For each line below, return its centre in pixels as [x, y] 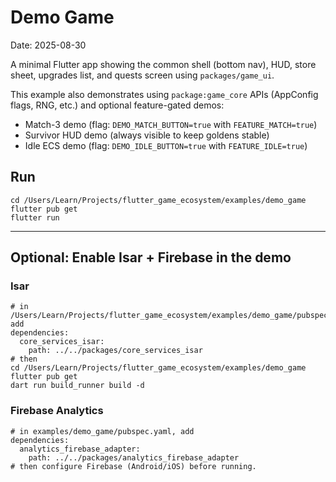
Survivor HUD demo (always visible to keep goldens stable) [147, 135]
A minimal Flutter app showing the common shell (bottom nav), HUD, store [163, 64]
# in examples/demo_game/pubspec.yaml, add [102, 431]
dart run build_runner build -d [77, 386]
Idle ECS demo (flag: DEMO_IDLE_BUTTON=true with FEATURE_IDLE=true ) [166, 145]
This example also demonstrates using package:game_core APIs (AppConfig [164, 94]
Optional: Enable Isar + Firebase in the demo [151, 257]
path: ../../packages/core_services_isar [115, 351]
